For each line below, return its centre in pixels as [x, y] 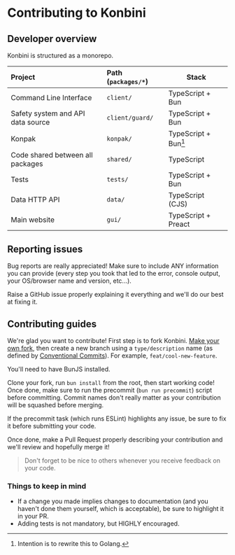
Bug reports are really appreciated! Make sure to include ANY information [113, 266]
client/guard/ [130, 118]
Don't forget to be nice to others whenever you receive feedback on [122, 461]
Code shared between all [52, 155]
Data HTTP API [35, 199]
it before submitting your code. [52, 426]
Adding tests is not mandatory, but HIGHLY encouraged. [98, 524]
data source [30, 122]
